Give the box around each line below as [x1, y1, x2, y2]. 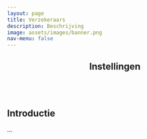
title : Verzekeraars [7, 16, 66, 23]
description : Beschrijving [7, 22, 84, 29]
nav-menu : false [7, 35, 53, 42]
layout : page [7, 10, 44, 17]
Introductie [7, 107, 56, 119]
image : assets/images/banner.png [7, 29, 103, 36]
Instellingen [89, 61, 141, 72]
